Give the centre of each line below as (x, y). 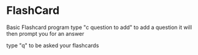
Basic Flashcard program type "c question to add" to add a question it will (99, 27)
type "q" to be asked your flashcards (53, 45)
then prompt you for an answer (45, 33)
